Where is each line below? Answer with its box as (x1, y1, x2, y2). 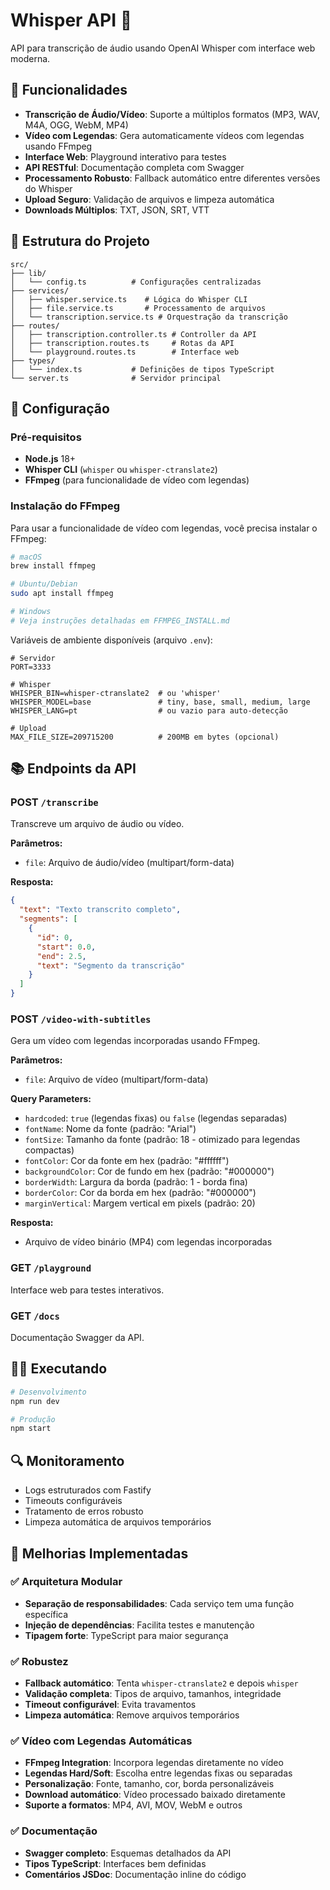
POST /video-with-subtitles (10, 1012, 152, 1026)
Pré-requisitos (10, 430, 82, 444)
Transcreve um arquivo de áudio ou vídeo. (10, 818, 185, 830)
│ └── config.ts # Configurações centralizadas (10, 277, 262, 287)
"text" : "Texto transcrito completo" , (19, 905, 182, 915)
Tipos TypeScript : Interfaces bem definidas (24, 1857, 207, 1869)
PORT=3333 (10, 662, 52, 672)
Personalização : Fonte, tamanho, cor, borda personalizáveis (24, 1778, 275, 1790)
